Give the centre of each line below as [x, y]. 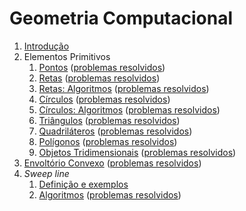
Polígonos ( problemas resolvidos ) [108, 141]
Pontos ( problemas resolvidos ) [102, 67]
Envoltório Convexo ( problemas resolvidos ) [112, 163]
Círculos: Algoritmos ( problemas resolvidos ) [129, 109]
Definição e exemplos [83, 184]
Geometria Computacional [121, 18]
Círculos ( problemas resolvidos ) [104, 99]
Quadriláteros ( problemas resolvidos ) [115, 131]
